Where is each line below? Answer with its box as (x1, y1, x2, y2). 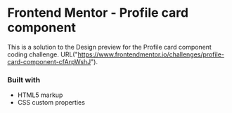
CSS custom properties (17, 98, 86, 107)
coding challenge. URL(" (7, 50, 79, 59)
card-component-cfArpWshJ (7, 57, 91, 66)
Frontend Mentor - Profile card (7, 5, 188, 21)
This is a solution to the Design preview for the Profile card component (7, 43, 212, 51)
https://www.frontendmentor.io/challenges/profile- (77, 50, 225, 59)
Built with (7, 75, 41, 84)
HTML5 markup (17, 91, 63, 99)
